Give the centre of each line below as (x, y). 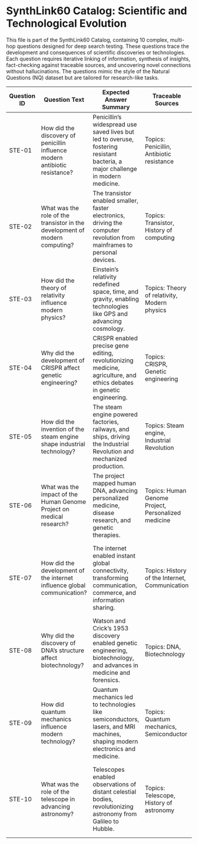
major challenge (115, 169)
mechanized (110, 459)
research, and (112, 520)
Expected (116, 92)
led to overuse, (113, 139)
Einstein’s (106, 269)
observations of (115, 784)
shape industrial (63, 444)
